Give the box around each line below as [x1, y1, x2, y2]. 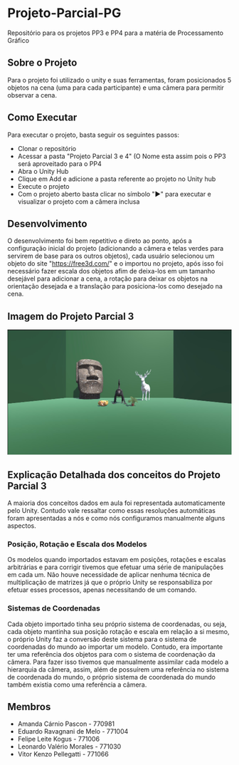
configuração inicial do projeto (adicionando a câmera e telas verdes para [7, 244, 224, 253]
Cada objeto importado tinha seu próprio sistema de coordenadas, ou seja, [7, 620, 227, 628]
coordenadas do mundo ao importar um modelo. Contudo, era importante [7, 642, 223, 651]
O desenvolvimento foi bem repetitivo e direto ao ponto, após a [7, 236, 192, 245]
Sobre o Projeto [7, 57, 78, 69]
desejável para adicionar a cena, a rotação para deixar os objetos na [7, 274, 208, 283]
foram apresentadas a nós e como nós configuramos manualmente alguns [7, 514, 225, 523]
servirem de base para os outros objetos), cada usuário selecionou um [7, 251, 215, 261]
